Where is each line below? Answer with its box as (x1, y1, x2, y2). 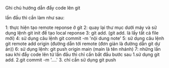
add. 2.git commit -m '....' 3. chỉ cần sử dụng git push (5, 57, 116, 63)
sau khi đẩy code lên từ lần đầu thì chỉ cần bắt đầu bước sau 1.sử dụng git (5, 51, 160, 57)
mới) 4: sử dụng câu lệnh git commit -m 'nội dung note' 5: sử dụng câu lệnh (5, 36, 164, 41)
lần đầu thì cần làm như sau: (5, 15, 65, 20)
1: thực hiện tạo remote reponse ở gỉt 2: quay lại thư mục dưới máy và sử (5, 24, 157, 30)
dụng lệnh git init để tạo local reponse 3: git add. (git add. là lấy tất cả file (5, 30, 159, 36)
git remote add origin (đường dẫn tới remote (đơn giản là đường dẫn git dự (5, 41, 160, 47)
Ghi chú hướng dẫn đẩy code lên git (5, 5, 81, 11)
